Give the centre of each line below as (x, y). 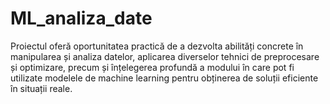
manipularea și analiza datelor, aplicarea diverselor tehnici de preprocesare (165, 56)
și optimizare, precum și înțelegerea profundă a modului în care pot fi (152, 67)
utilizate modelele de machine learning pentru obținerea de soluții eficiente (164, 78)
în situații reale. (41, 88)
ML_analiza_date (81, 18)
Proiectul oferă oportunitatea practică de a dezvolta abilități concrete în (157, 46)
